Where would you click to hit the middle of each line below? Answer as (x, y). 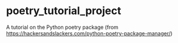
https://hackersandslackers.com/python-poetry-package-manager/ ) (89, 33)
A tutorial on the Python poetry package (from (62, 27)
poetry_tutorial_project (64, 11)
